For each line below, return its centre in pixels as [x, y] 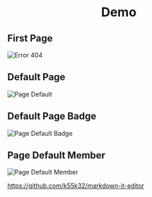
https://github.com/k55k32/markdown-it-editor [76, 186]
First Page [30, 38]
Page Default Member [57, 155]
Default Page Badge [52, 116]
